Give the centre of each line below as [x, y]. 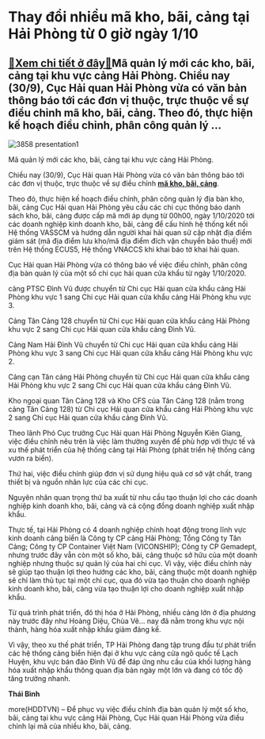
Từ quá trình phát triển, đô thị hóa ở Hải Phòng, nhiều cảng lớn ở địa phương [132, 612]
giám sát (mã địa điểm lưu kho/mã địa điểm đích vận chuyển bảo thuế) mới [130, 241]
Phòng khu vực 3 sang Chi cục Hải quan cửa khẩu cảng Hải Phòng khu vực [131, 353]
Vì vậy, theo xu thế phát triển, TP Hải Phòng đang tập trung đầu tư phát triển [132, 645]
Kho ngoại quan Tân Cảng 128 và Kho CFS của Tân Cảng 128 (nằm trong [126, 400]
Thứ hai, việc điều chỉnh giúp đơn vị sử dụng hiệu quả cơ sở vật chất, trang [130, 473]
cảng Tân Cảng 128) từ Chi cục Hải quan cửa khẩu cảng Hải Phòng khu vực [131, 409]
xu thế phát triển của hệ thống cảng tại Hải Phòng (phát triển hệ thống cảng [132, 450]
